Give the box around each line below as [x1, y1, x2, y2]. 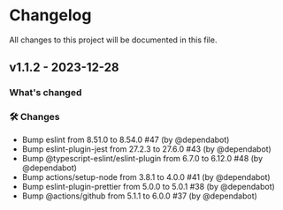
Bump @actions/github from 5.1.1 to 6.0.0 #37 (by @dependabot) [21, 191, 258, 201]
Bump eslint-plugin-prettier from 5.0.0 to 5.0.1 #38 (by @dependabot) [21, 181, 276, 191]
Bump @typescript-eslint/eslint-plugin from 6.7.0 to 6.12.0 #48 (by [21, 153, 264, 163]
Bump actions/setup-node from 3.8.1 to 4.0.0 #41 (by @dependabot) [21, 171, 272, 182]
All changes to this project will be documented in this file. [9, 34, 218, 45]
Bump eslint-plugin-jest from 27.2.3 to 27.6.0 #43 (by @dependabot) [21, 143, 272, 154]
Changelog [9, 5, 92, 26]
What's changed [9, 86, 82, 99]
